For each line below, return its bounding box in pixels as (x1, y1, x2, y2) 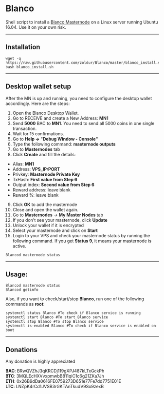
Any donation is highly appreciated (5, 358, 75, 364)
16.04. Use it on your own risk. (5, 24, 66, 30)
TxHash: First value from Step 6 (12, 176, 77, 182)
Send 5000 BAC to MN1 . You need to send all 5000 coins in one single (12, 120, 155, 126)
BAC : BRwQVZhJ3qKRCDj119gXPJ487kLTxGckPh (5, 368, 105, 374)
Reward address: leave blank (12, 187, 71, 193)
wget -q (5, 56, 21, 61)
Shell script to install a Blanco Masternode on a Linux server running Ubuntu (5, 19, 159, 25)
